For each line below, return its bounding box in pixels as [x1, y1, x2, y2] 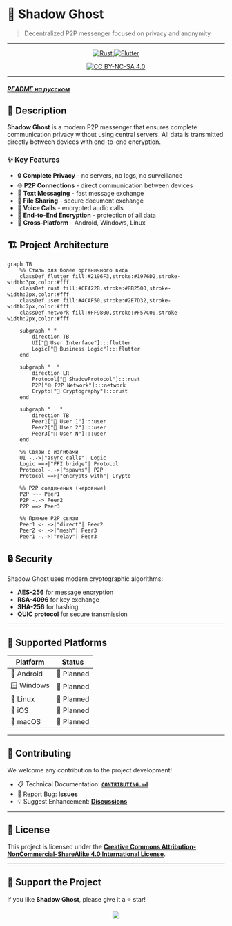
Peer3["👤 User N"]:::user [32, 430, 107, 438]
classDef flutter [19, 273, 70, 280]
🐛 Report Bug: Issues [17, 790, 78, 798]
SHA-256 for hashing [17, 603, 79, 611]
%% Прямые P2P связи [19, 515, 79, 522]
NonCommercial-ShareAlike [7, 850, 90, 858]
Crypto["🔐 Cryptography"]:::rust [32, 388, 128, 395]
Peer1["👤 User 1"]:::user [32, 418, 107, 425]
